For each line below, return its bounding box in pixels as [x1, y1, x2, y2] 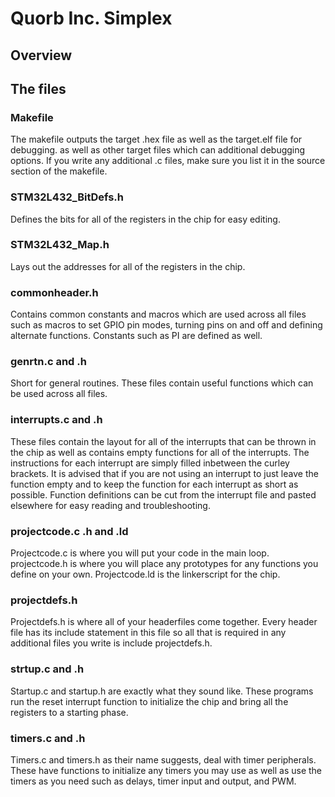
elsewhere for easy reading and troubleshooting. [10, 499, 211, 511]
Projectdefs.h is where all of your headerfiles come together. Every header [10, 616, 318, 628]
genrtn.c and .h [10, 355, 87, 369]
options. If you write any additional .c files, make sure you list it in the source [10, 155, 326, 167]
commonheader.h [10, 285, 99, 299]
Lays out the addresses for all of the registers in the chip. [10, 260, 246, 272]
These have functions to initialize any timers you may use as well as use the [10, 764, 323, 776]
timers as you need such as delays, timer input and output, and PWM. [10, 775, 297, 787]
